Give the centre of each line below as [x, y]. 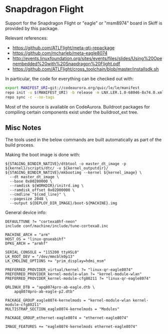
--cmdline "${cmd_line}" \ [38, 194]
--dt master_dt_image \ [34, 177]
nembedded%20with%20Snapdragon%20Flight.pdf [66, 63]
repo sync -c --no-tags [30, 97]
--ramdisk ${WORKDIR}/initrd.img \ [47, 186]
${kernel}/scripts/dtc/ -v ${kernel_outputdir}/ [57, 168]
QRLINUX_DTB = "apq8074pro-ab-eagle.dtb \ [50, 287]
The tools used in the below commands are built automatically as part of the [83, 140]
